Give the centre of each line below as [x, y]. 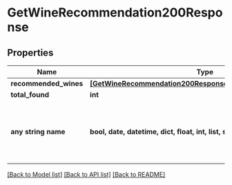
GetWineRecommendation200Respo [115, 13]
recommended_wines [47, 84]
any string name [38, 132]
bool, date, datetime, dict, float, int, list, [155, 132]
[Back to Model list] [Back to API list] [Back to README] [86, 174]
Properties [30, 53]
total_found [30, 95]
